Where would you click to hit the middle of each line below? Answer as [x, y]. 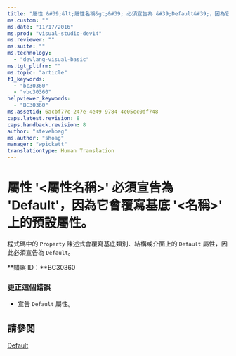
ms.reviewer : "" [31, 40]
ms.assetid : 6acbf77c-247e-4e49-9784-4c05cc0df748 [83, 112]
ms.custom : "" [28, 20]
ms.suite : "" [26, 46]
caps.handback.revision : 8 [47, 125]
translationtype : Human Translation [61, 151]
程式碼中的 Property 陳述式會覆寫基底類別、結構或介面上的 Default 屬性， [114, 244]
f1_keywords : [26, 79]
